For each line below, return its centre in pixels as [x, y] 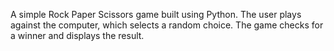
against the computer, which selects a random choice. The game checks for [167, 25]
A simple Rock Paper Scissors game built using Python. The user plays [156, 14]
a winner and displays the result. [77, 35]
